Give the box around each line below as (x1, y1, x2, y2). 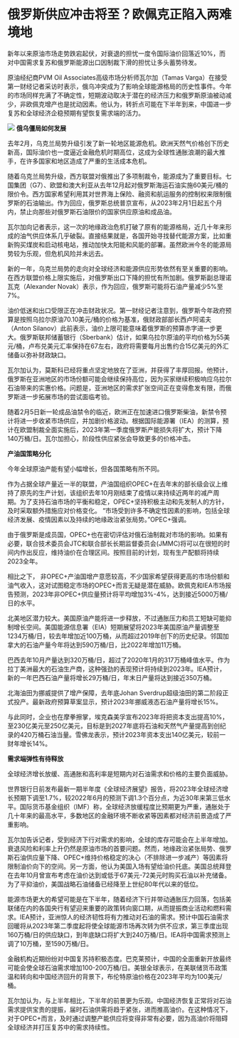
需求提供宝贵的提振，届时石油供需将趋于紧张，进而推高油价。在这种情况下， (7, 1005, 232, 1014)
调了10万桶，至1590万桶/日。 (7, 939, 93, 948)
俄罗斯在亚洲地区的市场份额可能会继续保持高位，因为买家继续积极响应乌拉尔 (7, 374, 232, 383)
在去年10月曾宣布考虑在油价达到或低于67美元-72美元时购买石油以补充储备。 (7, 871, 231, 879)
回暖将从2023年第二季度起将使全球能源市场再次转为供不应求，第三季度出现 (7, 921, 229, 930)
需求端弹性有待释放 (7, 754, 64, 763)
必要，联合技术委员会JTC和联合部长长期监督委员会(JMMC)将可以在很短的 (7, 539, 224, 548)
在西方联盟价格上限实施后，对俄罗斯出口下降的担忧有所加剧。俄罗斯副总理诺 (7, 273, 232, 282)
